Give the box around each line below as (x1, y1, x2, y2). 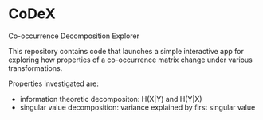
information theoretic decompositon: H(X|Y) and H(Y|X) (19, 94, 202, 103)
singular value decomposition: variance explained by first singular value (19, 103, 256, 112)
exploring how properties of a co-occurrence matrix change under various (8, 55, 253, 64)
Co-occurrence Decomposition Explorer (8, 31, 139, 41)
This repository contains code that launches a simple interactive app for (8, 46, 245, 56)
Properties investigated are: (8, 79, 100, 88)
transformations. (8, 63, 63, 72)
